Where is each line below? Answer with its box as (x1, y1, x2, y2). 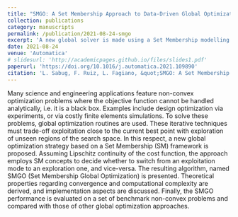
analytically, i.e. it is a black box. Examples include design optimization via (7, 104, 224, 112)
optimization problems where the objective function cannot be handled (7, 96, 215, 105)
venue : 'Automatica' (7, 50, 69, 57)
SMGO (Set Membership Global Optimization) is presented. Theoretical (7, 171, 215, 180)
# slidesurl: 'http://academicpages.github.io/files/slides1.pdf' (7, 57, 208, 64)
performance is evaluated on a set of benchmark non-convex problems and (7, 194, 229, 202)
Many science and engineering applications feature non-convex (7, 89, 194, 98)
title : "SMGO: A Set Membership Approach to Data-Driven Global (7, 10, 201, 18)
